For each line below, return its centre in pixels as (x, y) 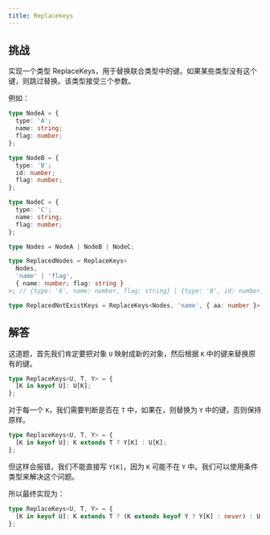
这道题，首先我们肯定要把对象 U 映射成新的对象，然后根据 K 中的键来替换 (129, 353)
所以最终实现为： (37, 493)
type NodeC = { (34, 202)
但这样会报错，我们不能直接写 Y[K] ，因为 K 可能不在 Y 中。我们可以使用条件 (133, 466)
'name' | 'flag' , (45, 276)
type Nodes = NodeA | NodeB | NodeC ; (72, 247)
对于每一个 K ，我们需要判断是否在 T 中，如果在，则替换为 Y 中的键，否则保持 (135, 410)
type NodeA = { (34, 113)
